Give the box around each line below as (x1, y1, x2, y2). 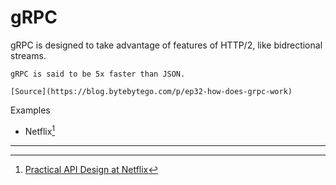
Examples (10, 104, 51, 116)
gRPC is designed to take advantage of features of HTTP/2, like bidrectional (10, 39, 323, 51)
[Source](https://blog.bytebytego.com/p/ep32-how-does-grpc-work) (10, 86, 293, 96)
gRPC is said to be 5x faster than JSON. (10, 69, 186, 79)
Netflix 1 (24, 123, 56, 137)
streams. (10, 49, 47, 61)
